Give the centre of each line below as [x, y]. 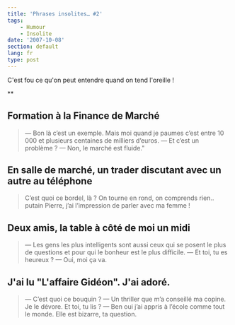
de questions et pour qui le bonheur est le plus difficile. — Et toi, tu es [126, 252]
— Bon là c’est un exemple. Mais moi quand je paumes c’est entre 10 [124, 133]
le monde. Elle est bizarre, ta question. [81, 314]
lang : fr [20, 54]
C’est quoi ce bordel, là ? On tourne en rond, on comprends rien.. [119, 198]
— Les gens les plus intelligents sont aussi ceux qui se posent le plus [125, 245]
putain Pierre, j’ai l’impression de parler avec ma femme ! [108, 206]
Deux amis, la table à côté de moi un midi [99, 228]
